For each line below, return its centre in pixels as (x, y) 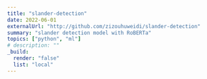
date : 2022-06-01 (32, 20)
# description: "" (33, 45)
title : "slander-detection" (47, 13)
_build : (18, 52)
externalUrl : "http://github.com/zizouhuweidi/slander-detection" (104, 26)
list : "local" (33, 65)
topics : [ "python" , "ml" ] (44, 39)
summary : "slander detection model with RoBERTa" (80, 33)
